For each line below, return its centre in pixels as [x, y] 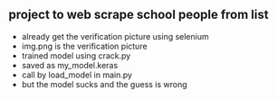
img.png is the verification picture [84, 46]
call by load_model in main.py [77, 75]
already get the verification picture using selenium [115, 36]
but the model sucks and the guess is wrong [104, 84]
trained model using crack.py [76, 55]
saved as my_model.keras [70, 65]
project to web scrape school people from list [139, 15]
